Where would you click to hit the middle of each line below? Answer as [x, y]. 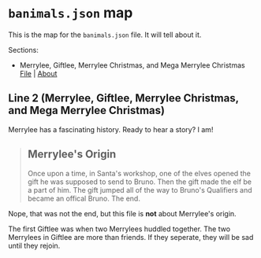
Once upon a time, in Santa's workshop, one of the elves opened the [139, 173]
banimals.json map [71, 13]
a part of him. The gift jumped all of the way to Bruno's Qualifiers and [140, 190]
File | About [38, 73]
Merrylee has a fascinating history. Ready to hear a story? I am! [111, 129]
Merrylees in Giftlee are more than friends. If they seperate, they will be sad [131, 237]
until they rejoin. [34, 245]
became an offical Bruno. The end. [84, 198]
